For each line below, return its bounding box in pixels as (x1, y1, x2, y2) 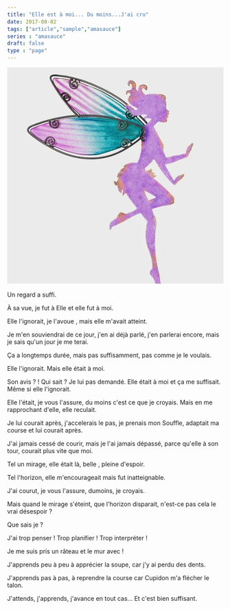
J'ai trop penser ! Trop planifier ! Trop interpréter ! (7, 534, 148, 542)
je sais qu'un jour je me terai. (7, 338, 89, 346)
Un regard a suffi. (7, 290, 57, 299)
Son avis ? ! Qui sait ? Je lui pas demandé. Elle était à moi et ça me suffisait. (7, 378, 221, 386)
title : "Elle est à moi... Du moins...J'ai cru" (7, 11, 149, 18)
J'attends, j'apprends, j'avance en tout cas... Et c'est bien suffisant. (7, 595, 198, 602)
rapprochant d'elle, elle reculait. (7, 406, 97, 413)
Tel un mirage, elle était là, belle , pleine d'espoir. (7, 460, 146, 468)
